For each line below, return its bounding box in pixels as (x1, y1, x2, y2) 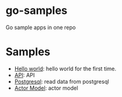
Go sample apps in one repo (5, 24, 76, 31)
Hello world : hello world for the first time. (14, 65, 117, 72)
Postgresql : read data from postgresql (14, 78, 109, 85)
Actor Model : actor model (14, 84, 79, 92)
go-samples (5, 4, 68, 18)
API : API (14, 71, 35, 79)
